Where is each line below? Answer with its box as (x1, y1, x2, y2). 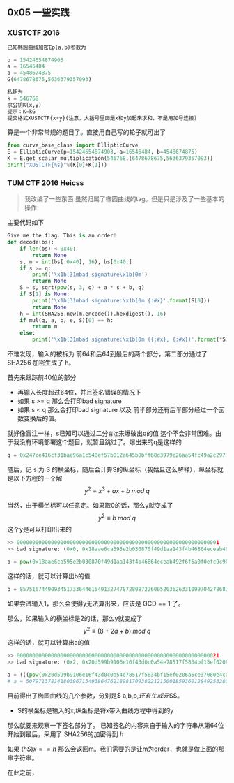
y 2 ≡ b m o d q (98, 512, 136, 522)
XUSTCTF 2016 (7, 28, 61, 38)
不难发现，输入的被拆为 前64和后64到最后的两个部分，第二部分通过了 (7, 350, 208, 358)
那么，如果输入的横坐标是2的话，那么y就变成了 (7, 614, 143, 622)
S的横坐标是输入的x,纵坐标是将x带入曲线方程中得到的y (17, 706, 174, 715)
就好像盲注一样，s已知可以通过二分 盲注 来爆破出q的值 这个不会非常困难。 (7, 429, 216, 438)
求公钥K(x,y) (7, 101, 42, 108)
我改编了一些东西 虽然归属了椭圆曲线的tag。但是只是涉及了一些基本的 (24, 195, 225, 203)
